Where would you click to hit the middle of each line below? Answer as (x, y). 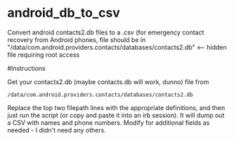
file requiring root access (44, 55)
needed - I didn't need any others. (57, 130)
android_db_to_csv (64, 13)
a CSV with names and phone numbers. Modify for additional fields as (109, 122)
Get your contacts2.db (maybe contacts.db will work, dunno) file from (108, 81)
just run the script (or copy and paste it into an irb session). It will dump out (116, 115)
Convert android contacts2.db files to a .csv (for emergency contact (106, 32)
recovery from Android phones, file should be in (77, 39)
